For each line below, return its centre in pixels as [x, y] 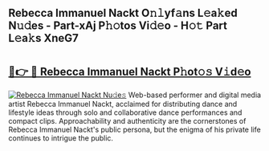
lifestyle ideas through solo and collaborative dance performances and [125, 112]
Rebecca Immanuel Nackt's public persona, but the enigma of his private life [134, 129]
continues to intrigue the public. [61, 138]
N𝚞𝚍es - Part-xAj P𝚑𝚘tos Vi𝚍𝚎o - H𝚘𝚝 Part [118, 26]
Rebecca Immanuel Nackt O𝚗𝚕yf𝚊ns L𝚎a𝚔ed [123, 13]
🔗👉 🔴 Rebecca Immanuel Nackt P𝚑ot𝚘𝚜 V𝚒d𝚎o [130, 71]
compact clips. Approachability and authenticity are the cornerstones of [127, 121]
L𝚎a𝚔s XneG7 [43, 38]
